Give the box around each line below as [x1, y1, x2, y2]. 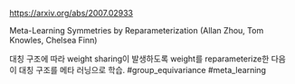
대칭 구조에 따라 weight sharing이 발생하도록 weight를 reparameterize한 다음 [9, 53, 287, 64]
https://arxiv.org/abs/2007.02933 [9, 8, 134, 18]
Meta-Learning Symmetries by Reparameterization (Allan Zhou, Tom [9, 25, 264, 35]
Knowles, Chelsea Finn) [9, 35, 98, 45]
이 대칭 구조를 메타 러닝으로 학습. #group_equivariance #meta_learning [9, 65, 267, 75]
